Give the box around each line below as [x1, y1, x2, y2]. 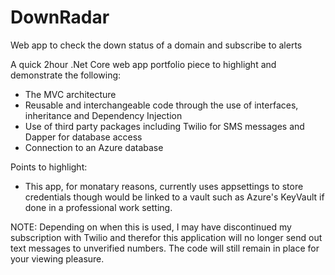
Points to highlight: [10, 161, 88, 173]
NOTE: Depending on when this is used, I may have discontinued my [10, 221, 292, 233]
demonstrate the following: [10, 69, 122, 81]
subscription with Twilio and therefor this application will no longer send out [10, 231, 323, 243]
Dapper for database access [24, 131, 143, 143]
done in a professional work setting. [24, 201, 173, 213]
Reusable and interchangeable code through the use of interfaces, [24, 99, 299, 111]
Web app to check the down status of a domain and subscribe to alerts [10, 39, 303, 51]
